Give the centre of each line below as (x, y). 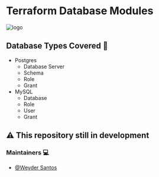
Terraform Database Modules (80, 11)
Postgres (26, 60)
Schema (34, 73)
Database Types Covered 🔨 (57, 46)
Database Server (44, 66)
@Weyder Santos (36, 168)
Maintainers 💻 (27, 153)
